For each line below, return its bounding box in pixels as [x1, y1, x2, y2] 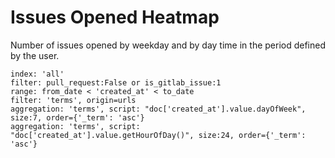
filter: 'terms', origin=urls [10, 95, 137, 105]
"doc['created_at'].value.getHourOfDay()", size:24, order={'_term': [10, 130, 307, 140]
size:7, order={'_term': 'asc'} [10, 112, 145, 123]
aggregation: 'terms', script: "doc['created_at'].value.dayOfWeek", [10, 104, 307, 114]
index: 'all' [10, 69, 65, 79]
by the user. [10, 49, 60, 61]
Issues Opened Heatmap [10, 6, 220, 29]
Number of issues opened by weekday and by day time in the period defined [10, 39, 327, 51]
